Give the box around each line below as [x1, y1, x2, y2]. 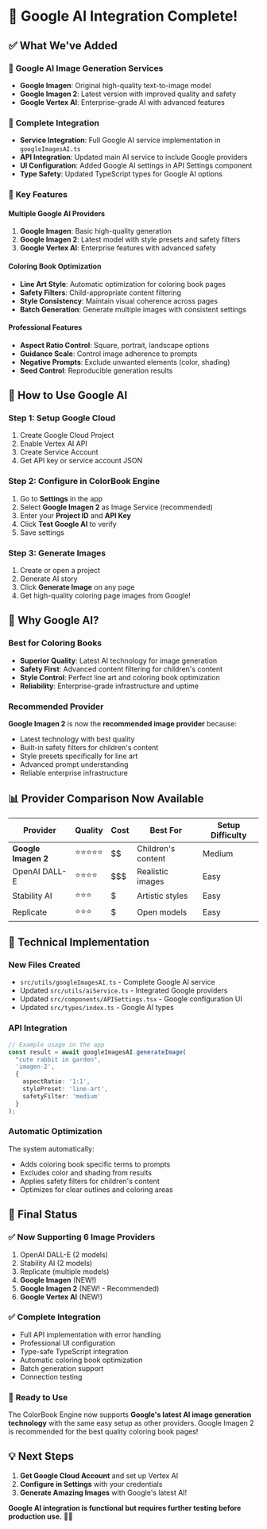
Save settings [19, 528, 65, 537]
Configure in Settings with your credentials [19, 1479, 163, 1488]
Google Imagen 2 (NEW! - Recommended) [19, 1283, 160, 1293]
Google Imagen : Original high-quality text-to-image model [19, 80, 211, 90]
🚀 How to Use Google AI [8, 389, 128, 402]
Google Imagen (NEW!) [19, 1275, 97, 1284]
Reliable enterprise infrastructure [19, 768, 129, 777]
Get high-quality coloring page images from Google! [19, 590, 191, 600]
